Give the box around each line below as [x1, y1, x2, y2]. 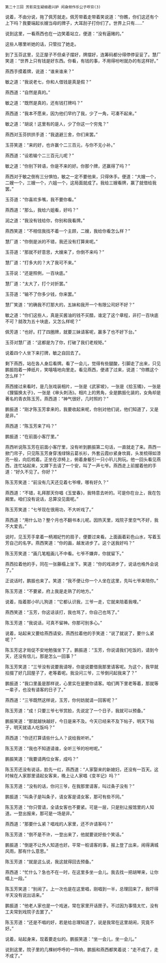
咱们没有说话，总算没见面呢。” [18, 496, 79, 502]
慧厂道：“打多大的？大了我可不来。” [5, 259, 77, 265]
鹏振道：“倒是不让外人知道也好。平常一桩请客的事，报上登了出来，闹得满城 [5, 842, 159, 848]
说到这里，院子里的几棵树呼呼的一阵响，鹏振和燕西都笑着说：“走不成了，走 [5, 947, 159, 952]
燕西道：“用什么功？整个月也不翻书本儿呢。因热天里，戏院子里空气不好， [5, 517, 155, 523]
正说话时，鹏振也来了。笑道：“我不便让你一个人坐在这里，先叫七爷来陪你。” [5, 578, 159, 583]
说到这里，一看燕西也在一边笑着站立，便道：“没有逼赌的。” [5, 31, 124, 36]
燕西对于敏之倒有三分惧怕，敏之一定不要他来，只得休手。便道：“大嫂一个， [5, 174, 159, 179]
